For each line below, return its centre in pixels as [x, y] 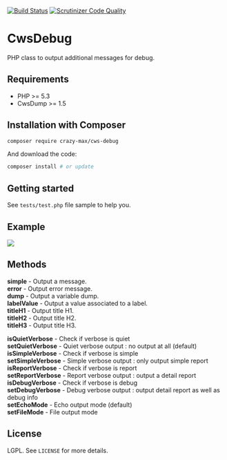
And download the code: [42, 154]
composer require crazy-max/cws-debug [63, 141]
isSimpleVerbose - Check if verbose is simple [73, 353]
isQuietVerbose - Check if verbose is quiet [69, 338]
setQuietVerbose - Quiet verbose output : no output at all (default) [102, 346]
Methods [27, 265]
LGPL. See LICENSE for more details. [58, 450]
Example [26, 227]
